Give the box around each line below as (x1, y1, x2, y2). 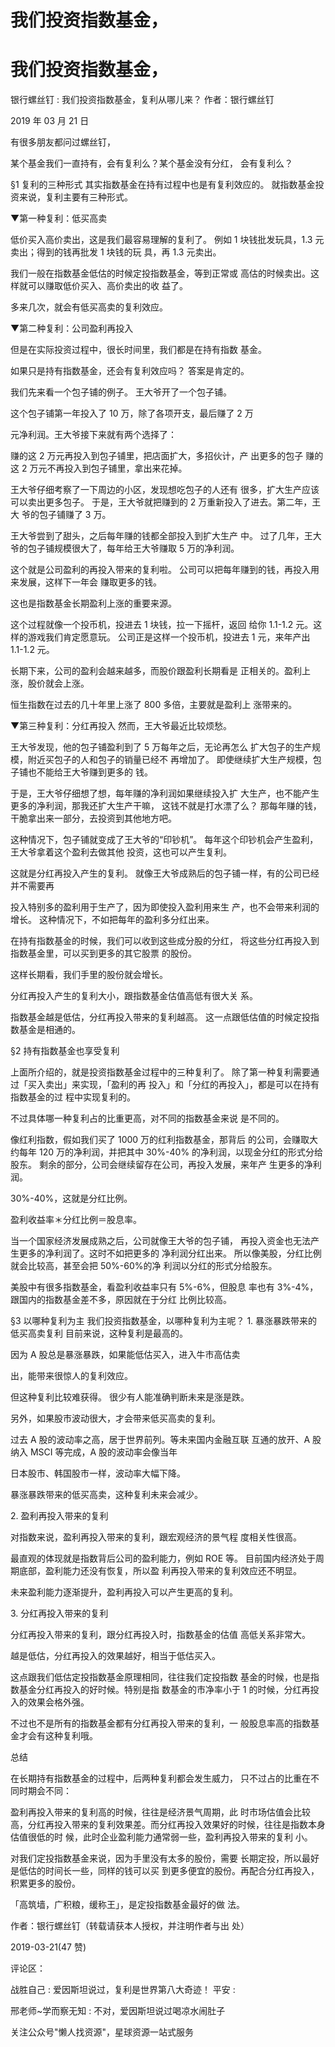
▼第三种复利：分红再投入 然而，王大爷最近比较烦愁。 (10, 720, 233, 732)
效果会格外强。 (27, 1696, 90, 1708)
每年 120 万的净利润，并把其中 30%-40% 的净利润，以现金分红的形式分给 (18, 1146, 324, 1158)
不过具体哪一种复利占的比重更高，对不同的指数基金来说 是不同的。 (10, 1112, 285, 1125)
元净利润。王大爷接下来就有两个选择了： (10, 429, 177, 441)
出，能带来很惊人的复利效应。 (10, 1370, 133, 1382)
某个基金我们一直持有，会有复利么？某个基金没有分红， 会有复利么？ (10, 157, 293, 170)
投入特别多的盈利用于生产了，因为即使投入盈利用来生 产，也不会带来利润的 (10, 901, 320, 913)
